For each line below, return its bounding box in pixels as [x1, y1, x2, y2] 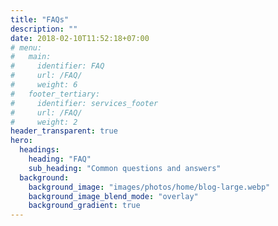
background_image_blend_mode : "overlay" [28, 191, 199, 201]
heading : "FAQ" [28, 154, 92, 164]
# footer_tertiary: [10, 89, 101, 99]
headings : [19, 145, 60, 155]
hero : [10, 136, 33, 146]
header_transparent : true [10, 126, 118, 136]
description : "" [10, 24, 78, 34]
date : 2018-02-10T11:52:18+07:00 [10, 33, 150, 43]
